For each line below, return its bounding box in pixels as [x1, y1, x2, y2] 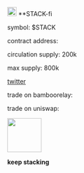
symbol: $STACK [7, 23, 56, 31]
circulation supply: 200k [7, 50, 77, 59]
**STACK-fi [17, 10, 52, 17]
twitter [7, 77, 27, 85]
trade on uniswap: [7, 105, 59, 112]
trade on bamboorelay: [7, 91, 73, 99]
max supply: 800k [7, 63, 59, 72]
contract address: [7, 37, 58, 45]
